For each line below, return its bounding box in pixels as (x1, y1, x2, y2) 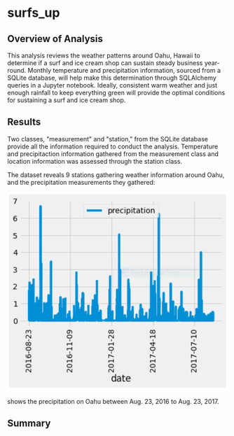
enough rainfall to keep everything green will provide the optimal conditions (7, 89, 226, 97)
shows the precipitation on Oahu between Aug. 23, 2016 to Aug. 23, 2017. (7, 397, 219, 405)
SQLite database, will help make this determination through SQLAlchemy (7, 73, 217, 82)
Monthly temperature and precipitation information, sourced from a (27, 66, 221, 74)
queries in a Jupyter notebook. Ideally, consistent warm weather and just (7, 81, 218, 89)
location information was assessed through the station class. (7, 157, 183, 165)
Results (7, 116, 41, 128)
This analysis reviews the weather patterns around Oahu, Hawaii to (7, 51, 201, 59)
